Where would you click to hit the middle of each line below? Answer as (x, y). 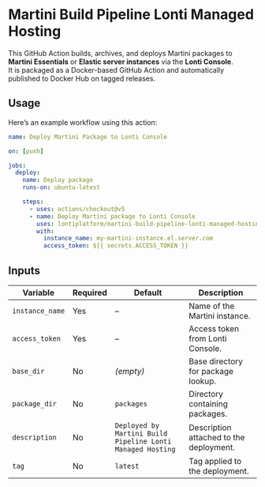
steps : (33, 202)
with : (46, 231)
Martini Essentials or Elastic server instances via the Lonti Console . (121, 62)
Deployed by (137, 425)
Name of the (212, 306)
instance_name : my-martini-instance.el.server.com (128, 239)
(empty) (130, 371)
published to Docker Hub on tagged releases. (82, 78)
